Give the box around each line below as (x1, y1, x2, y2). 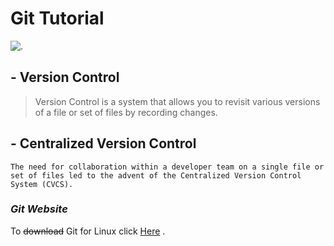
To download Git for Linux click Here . (10, 225, 166, 237)
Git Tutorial (10, 7, 105, 30)
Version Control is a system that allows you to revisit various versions (34, 95, 321, 107)
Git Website (10, 202, 68, 216)
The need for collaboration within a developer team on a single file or (10, 162, 325, 172)
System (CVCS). (10, 179, 74, 189)
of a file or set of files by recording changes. (34, 106, 218, 118)
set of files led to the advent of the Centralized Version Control (10, 170, 302, 181)
